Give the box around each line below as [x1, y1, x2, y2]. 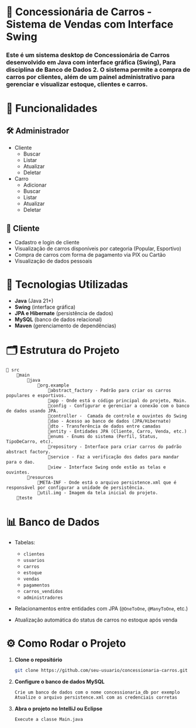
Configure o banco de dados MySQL [14, 678, 105, 685]
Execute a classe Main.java [14, 716, 83, 723]
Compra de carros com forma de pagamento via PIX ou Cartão [14, 251, 166, 258]
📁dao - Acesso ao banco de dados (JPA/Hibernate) [47, 418, 171, 424]
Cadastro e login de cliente [14, 239, 80, 246]
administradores [23, 595, 63, 601]
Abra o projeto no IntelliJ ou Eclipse [14, 705, 103, 712]
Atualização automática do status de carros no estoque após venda [14, 616, 178, 623]
